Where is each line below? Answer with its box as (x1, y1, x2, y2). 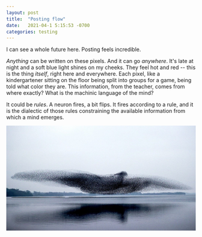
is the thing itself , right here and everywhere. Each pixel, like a (6, 70, 161, 77)
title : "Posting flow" (6, 16, 66, 22)
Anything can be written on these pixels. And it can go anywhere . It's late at (6, 58, 194, 65)
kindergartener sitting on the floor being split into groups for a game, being (6, 77, 192, 84)
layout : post (6, 10, 39, 16)
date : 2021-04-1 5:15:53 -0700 (6, 22, 90, 28)
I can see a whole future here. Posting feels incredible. (6, 46, 141, 53)
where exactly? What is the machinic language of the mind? (6, 89, 154, 97)
